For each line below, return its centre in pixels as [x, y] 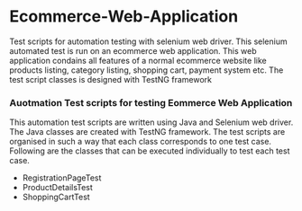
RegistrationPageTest [62, 178]
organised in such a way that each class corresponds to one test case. [141, 142]
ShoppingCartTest [56, 197]
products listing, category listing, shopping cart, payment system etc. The [146, 70]
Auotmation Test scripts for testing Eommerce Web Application [151, 102]
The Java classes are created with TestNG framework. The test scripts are [147, 132]
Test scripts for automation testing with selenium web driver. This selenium [148, 41]
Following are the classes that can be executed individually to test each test [150, 151]
